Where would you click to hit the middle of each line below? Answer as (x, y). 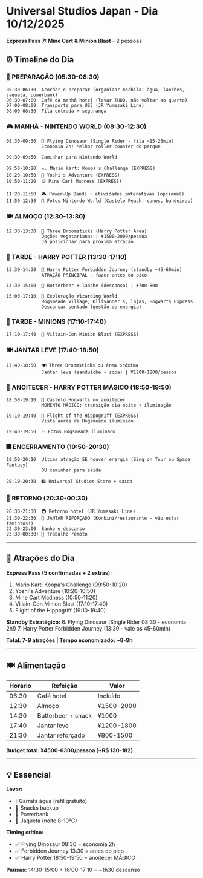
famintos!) (20, 523)
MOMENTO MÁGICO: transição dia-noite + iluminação (106, 405)
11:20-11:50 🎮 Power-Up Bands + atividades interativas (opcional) (95, 194)
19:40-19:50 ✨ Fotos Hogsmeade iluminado (61, 432)
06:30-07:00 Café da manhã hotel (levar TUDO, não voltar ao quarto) (97, 100)
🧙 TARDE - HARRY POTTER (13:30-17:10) (66, 257)
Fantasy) (17, 465)
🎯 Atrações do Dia (40, 558)
